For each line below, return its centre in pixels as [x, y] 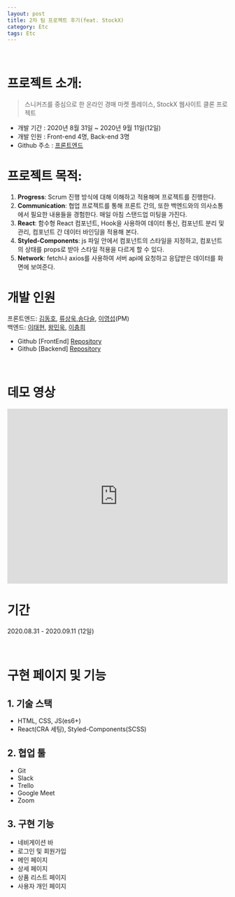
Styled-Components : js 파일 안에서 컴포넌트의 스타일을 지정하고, [108, 241]
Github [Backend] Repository [59, 349]
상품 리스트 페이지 [42, 877]
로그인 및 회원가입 [42, 851]
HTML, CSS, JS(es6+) [49, 721]
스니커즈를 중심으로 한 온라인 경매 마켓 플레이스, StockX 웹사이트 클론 [120, 104]
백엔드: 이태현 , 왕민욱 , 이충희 [47, 327]
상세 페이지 [33, 868]
